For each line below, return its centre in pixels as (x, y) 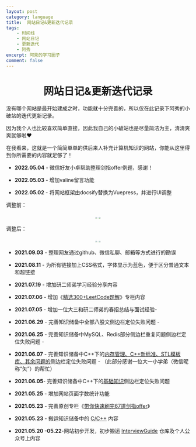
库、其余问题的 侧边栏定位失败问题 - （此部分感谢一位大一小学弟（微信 (99, 362)
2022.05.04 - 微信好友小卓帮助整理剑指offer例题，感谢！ (84, 168)
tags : (13, 28)
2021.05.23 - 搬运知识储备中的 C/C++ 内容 (66, 418)
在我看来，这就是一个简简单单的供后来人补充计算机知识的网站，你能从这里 (95, 148)
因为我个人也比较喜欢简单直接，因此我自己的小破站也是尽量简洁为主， (90, 128)
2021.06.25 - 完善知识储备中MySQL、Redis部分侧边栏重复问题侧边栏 (98, 335)
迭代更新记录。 (39, 116)
